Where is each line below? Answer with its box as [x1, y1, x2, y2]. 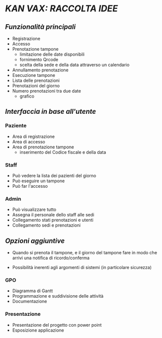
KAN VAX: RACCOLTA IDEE [5, 3, 118, 14]
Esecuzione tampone [12, 72, 56, 78]
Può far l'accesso [12, 183, 48, 189]
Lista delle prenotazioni [12, 77, 60, 83]
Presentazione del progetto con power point [12, 322, 102, 328]
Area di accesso [12, 138, 45, 144]
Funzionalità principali [5, 23, 76, 31]
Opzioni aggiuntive [5, 237, 65, 245]
